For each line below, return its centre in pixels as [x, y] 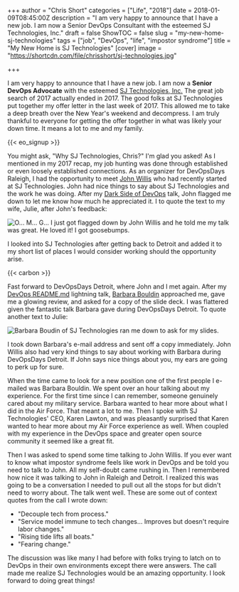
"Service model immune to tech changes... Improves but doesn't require [123, 521]
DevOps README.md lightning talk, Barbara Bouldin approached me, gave [116, 294]
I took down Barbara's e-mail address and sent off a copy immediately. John [119, 344]
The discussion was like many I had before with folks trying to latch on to [114, 558]
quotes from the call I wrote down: [58, 500]
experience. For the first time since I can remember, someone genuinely [113, 396]
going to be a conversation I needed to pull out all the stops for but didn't [114, 485]
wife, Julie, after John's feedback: [57, 209]
